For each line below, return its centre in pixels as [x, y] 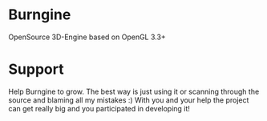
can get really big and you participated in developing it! [99, 108]
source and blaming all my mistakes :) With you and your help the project [129, 100]
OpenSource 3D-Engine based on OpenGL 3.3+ [87, 37]
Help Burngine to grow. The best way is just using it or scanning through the [134, 91]
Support [36, 69]
